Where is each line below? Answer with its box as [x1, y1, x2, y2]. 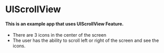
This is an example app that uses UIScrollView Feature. [5, 20, 124, 26]
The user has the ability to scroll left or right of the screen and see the [12, 37, 159, 44]
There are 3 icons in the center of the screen [12, 32, 107, 38]
